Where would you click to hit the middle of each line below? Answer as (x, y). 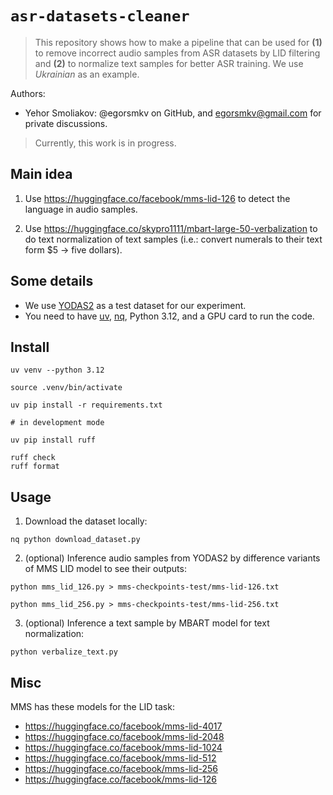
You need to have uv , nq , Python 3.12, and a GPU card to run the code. (169, 316)
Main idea (41, 174)
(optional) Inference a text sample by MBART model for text (147, 623)
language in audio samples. (81, 209)
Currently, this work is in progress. (105, 143)
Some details (52, 281)
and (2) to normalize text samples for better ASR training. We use (169, 63)
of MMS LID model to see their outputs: (105, 569)
